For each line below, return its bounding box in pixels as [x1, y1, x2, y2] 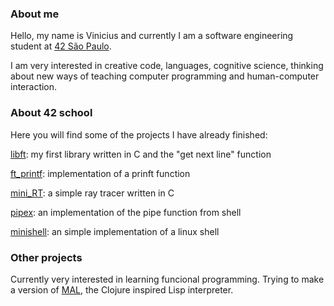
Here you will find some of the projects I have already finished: [10, 128, 268, 141]
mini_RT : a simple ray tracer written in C [10, 187, 175, 199]
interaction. [10, 81, 58, 93]
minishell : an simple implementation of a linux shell [10, 225, 220, 237]
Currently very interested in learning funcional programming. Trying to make [10, 273, 325, 285]
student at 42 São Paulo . [10, 40, 112, 52]
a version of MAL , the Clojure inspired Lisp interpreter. [10, 283, 234, 296]
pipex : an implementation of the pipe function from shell [10, 206, 242, 218]
